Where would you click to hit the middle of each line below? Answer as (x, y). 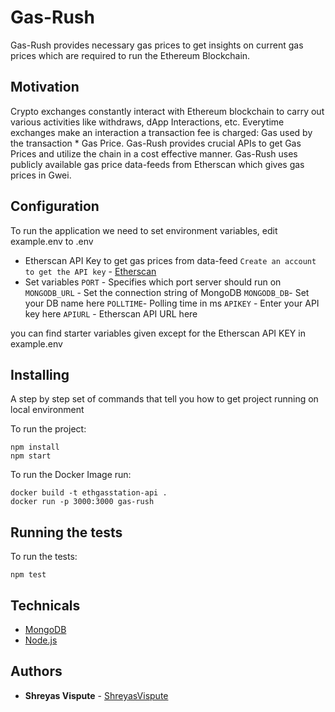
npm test (28, 575)
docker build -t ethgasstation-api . (89, 493)
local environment (47, 410)
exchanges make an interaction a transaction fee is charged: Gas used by (161, 132)
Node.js (41, 640)
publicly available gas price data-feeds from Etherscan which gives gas (157, 164)
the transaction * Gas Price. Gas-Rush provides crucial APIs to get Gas (156, 143)
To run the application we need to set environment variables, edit (144, 230)
